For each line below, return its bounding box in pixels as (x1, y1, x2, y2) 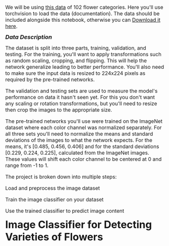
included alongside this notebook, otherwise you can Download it (5, 17, 160, 23)
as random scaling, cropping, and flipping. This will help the (5, 57, 147, 64)
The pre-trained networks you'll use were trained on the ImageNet (5, 118, 163, 125)
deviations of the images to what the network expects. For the (5, 137, 152, 143)
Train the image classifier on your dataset (5, 196, 104, 203)
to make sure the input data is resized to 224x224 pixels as (5, 70, 146, 77)
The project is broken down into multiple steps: (5, 173, 117, 180)
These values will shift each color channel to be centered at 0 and (5, 156, 162, 163)
